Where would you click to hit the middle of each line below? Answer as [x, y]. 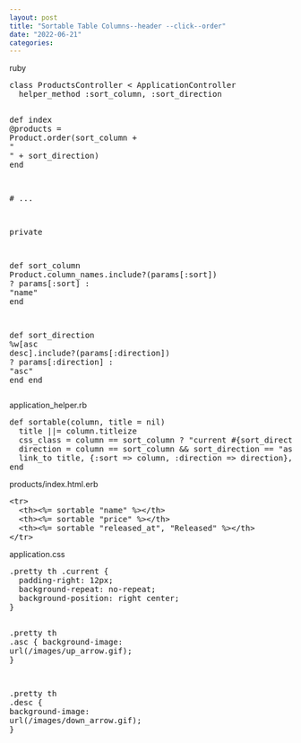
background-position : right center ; [99, 599]
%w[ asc [24, 345]
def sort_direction [52, 336]
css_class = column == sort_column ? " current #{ [130, 440]
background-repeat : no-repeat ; [87, 590]
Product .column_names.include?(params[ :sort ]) [113, 275]
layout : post [34, 17]
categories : [31, 43]
